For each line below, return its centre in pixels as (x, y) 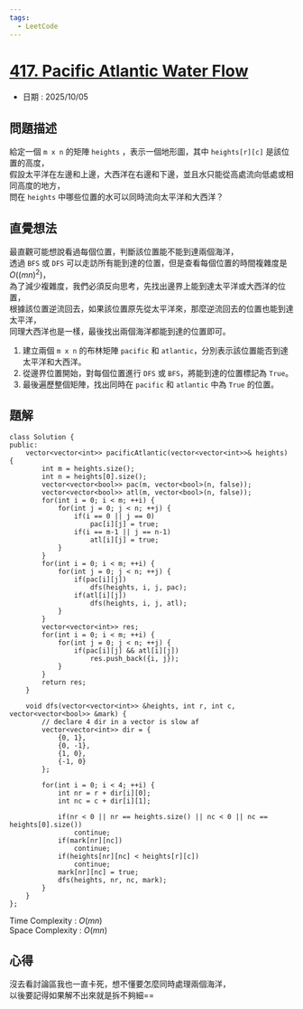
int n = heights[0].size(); (94, 476)
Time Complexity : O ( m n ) (56, 920)
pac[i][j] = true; (124, 524)
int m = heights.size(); (88, 468)
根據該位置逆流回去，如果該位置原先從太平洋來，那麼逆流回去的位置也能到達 (151, 308)
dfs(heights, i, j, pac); (138, 587)
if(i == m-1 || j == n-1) (122, 532)
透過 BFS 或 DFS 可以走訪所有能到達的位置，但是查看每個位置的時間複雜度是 (148, 263)
